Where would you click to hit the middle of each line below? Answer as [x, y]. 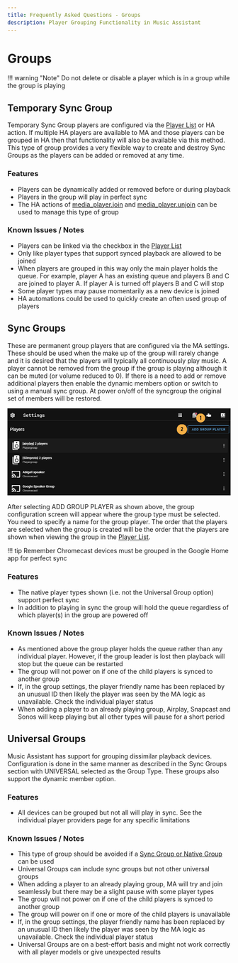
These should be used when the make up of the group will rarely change [113, 353]
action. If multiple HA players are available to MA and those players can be [116, 133]
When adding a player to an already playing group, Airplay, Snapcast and [124, 709]
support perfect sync [49, 599]
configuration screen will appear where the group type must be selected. [114, 514]
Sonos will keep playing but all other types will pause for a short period [121, 717]
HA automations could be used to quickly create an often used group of [122, 298]
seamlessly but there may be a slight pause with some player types [116, 892]
